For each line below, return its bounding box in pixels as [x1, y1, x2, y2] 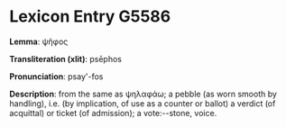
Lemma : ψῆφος [9, 36, 69, 47]
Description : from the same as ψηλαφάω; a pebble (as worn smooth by [9, 88, 278, 99]
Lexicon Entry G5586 [9, 6, 171, 27]
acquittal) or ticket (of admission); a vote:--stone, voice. [9, 107, 217, 118]
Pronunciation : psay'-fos [9, 70, 104, 82]
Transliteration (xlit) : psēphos [9, 53, 122, 64]
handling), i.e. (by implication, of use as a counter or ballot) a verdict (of [9, 97, 276, 109]
